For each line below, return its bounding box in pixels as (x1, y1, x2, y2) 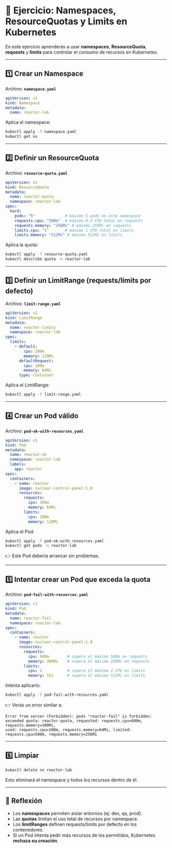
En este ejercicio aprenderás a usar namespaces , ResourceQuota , (5, 43, 147, 49)
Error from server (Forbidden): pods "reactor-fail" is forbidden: (5, 714, 153, 719)
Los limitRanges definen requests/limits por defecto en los (12, 821, 137, 827)
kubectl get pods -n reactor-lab (5, 543, 77, 549)
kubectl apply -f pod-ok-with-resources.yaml (5, 538, 104, 543)
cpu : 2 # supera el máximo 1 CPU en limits (28, 668, 145, 674)
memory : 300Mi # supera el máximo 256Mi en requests (28, 659, 150, 664)
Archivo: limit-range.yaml (5, 301, 61, 307)
